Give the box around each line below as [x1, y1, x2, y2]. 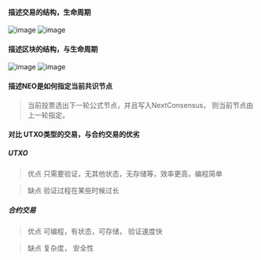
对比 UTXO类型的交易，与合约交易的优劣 [8, 130, 140, 139]
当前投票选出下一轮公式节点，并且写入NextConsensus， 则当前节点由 [27, 100, 254, 110]
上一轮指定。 [27, 110, 69, 120]
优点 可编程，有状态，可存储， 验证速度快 [27, 227, 163, 236]
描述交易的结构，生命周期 [8, 7, 91, 17]
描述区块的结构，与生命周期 [8, 44, 98, 54]
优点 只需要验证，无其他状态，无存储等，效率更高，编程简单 [27, 169, 222, 179]
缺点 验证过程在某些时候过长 [27, 186, 119, 195]
